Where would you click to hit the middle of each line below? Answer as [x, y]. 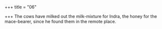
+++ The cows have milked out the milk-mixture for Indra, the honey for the [81, 16]
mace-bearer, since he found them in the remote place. [60, 22]
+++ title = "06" [21, 7]
